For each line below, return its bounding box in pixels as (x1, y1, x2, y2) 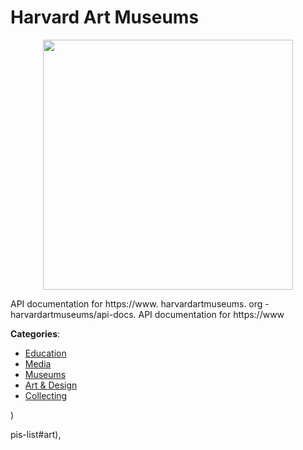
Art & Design (24, 379, 78, 391)
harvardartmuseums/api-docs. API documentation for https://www (10, 308, 285, 320)
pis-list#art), (10, 428, 62, 440)
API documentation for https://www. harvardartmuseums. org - (10, 297, 270, 310)
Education (24, 347, 67, 359)
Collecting (24, 389, 68, 401)
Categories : (10, 327, 61, 340)
